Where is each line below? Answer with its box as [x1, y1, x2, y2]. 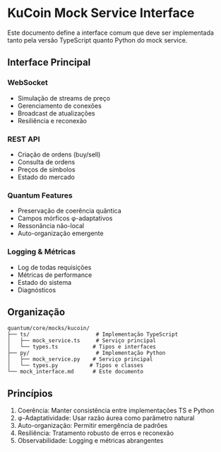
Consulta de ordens [17, 157, 76, 166]
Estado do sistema [17, 278, 72, 286]
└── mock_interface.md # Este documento [7, 368, 143, 375]
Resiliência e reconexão [17, 116, 87, 125]
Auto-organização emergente [17, 229, 104, 238]
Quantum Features [7, 190, 73, 200]
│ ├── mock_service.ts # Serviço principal [7, 337, 157, 344]
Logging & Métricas [7, 247, 76, 256]
